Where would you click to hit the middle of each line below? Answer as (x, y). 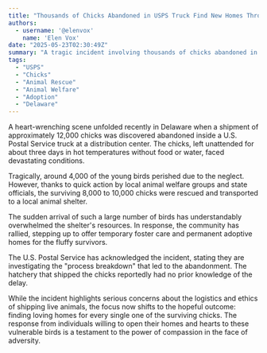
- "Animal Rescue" (46, 82)
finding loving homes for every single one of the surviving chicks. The (122, 316)
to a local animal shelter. (48, 202)
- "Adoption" (37, 97)
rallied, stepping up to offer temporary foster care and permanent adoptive (130, 234)
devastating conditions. (46, 161)
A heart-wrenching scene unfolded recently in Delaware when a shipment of (133, 127)
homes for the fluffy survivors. (58, 242)
